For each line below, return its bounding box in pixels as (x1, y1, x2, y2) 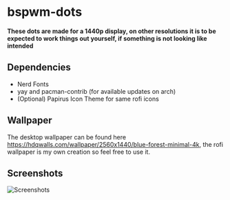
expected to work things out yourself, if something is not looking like (7, 34, 208, 42)
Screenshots (7, 167, 63, 179)
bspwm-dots (7, 4, 83, 20)
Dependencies (7, 61, 71, 73)
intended (7, 41, 34, 50)
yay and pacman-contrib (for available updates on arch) (17, 87, 176, 95)
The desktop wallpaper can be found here (7, 132, 126, 141)
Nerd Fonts (17, 80, 50, 88)
